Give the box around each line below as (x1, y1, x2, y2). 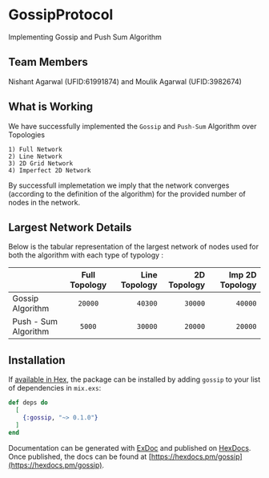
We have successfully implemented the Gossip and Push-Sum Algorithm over (8, 121, 257, 131)
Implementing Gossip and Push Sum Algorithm (8, 32, 163, 42)
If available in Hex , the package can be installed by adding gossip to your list (8, 375, 261, 384)
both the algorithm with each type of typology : (8, 250, 164, 260)
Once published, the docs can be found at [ (8, 452, 152, 461)
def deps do (8, 399, 48, 407)
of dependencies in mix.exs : (8, 383, 102, 393)
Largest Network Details (8, 221, 132, 234)
